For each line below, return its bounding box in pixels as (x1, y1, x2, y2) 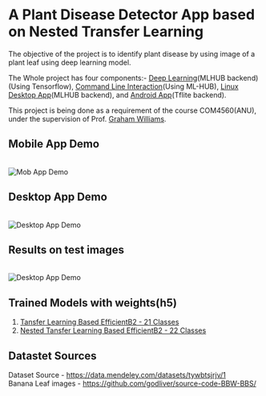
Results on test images (8, 242, 125, 257)
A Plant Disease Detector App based (8, 6, 255, 24)
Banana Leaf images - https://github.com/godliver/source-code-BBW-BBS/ (8, 378, 256, 388)
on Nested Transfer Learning (8, 22, 204, 41)
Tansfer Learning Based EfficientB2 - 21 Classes (19, 318, 179, 327)
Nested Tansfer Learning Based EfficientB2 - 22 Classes (19, 326, 207, 335)
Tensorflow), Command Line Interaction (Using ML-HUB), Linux (31, 82, 239, 91)
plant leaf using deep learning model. (8, 58, 131, 67)
